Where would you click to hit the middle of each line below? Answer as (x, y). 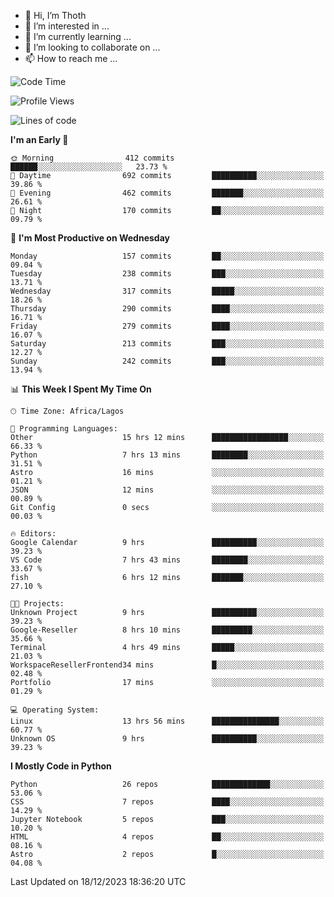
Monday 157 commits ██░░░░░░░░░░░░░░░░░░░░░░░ (167, 256)
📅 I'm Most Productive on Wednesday (90, 238)
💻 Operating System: (55, 710)
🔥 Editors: (33, 534)
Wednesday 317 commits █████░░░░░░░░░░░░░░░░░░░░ (167, 291)
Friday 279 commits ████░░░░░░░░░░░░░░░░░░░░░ (167, 326)
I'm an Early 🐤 (39, 139)
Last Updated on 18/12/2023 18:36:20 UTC (98, 881)
